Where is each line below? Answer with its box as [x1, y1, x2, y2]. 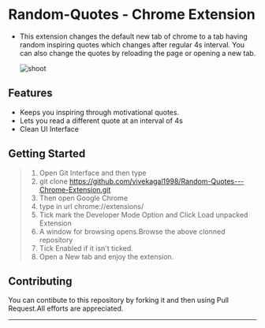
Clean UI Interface [19, 124, 80, 133]
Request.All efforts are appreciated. [8, 304, 124, 313]
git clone [39, 176, 69, 186]
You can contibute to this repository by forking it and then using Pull [8, 296, 229, 305]
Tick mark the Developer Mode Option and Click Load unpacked [39, 210, 248, 219]
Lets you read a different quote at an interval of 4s [19, 116, 183, 125]
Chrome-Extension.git [39, 184, 111, 194]
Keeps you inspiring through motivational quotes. [19, 107, 180, 117]
